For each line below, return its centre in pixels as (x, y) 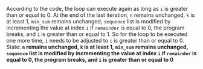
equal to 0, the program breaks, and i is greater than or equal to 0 (90, 60)
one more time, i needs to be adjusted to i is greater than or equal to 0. (95, 40)
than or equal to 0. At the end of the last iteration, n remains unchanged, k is (101, 15)
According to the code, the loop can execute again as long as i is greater (97, 9)
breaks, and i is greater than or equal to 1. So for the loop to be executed (97, 34)
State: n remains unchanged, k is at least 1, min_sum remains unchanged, (97, 47)
